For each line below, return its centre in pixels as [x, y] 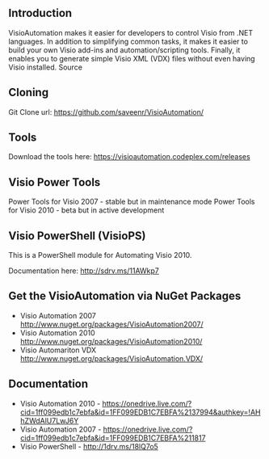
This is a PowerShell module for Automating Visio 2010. [100, 255]
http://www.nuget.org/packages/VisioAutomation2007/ [111, 324]
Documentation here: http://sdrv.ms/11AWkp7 [84, 271]
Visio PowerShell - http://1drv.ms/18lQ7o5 [89, 446]
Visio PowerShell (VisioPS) [77, 236]
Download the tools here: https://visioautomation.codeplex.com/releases [129, 157]
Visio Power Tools [55, 182]
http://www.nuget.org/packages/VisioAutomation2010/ [111, 341]
